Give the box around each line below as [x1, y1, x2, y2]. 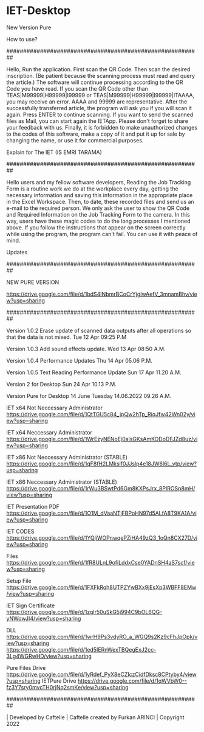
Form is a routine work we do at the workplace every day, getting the [6, 185, 178, 192]
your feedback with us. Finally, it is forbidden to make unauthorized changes [6, 124, 198, 131]
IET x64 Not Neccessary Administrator [6, 404, 103, 411]
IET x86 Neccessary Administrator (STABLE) [6, 478, 117, 486]
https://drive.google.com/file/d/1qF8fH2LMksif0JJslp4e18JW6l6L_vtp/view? [6, 460, 197, 467]
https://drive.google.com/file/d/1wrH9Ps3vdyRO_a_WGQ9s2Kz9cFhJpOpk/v [6, 633, 198, 640]
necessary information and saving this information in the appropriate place [6, 191, 193, 198]
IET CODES [6, 528, 35, 535]
